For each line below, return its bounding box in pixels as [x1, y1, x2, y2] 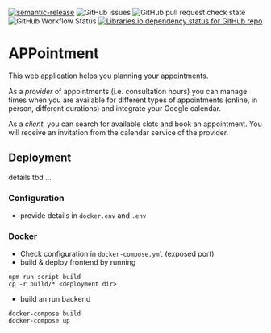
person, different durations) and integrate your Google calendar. [8, 103, 222, 113]
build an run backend [19, 294, 91, 304]
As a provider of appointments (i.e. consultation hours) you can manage [8, 86, 248, 96]
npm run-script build [8, 273, 81, 282]
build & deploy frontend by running [19, 257, 136, 267]
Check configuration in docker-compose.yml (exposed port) [19, 249, 215, 259]
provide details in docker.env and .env [19, 211, 147, 220]
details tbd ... [8, 172, 52, 182]
